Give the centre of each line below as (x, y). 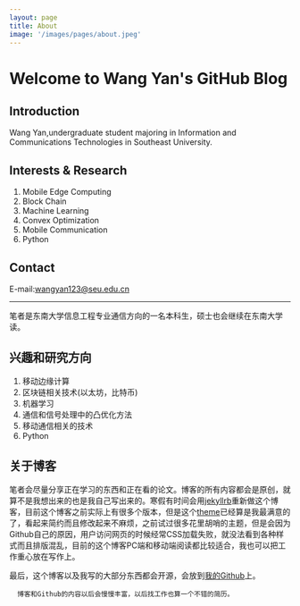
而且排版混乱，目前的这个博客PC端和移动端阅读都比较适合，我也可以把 (147, 545)
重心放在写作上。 (48, 556)
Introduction (45, 111)
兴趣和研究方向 (50, 358)
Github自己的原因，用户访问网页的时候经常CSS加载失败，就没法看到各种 (143, 534)
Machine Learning (55, 211)
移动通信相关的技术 (58, 425)
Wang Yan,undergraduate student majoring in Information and (123, 133)
